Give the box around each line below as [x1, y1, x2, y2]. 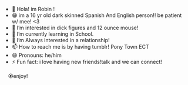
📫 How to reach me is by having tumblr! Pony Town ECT [11, 43, 149, 50]
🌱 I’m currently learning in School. [11, 30, 94, 38]
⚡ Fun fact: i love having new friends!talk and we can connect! [11, 59, 163, 65]
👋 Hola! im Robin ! [11, 6, 55, 12]
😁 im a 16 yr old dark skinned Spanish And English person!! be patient [11, 12, 182, 19]
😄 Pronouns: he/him [11, 52, 62, 59]
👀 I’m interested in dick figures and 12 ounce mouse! [11, 24, 139, 31]
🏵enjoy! [8, 73, 28, 79]
